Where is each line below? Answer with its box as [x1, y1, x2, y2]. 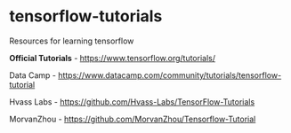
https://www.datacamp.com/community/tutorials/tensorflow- [57, 69, 282, 81]
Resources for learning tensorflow [9, 35, 134, 46]
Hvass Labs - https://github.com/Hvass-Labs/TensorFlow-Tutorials [9, 96, 255, 107]
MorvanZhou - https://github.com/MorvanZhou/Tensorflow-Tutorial [9, 113, 256, 124]
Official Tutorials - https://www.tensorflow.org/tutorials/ [9, 52, 216, 63]
